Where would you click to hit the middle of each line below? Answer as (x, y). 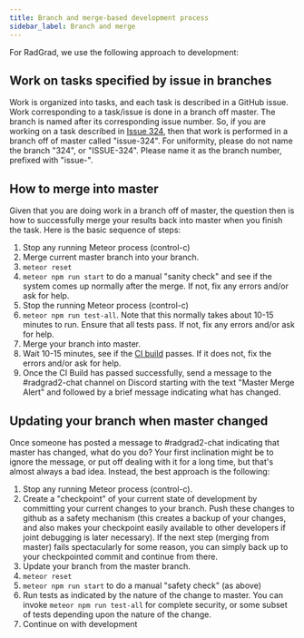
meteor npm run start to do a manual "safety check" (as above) (142, 585)
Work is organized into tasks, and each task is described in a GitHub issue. (149, 103)
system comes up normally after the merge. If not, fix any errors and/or (155, 286)
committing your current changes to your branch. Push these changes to (158, 508)
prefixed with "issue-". (51, 161)
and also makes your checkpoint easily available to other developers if (154, 527)
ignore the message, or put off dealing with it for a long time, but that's (142, 461)
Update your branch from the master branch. (106, 566)
